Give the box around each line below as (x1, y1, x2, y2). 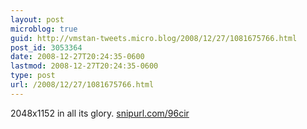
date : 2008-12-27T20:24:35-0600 (10, 52, 145, 62)
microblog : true (10, 24, 78, 34)
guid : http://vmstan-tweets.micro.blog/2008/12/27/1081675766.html (10, 33, 298, 43)
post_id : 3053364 (10, 42, 83, 53)
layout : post (10, 14, 65, 25)
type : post (10, 71, 56, 81)
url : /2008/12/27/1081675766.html (10, 80, 155, 90)
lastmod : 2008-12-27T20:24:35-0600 (10, 61, 159, 71)
